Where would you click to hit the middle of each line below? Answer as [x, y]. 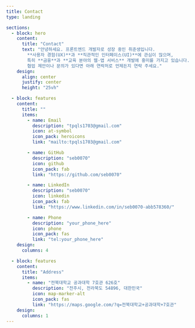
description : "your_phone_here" [72, 223]
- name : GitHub [46, 153]
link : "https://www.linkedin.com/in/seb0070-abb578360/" [103, 207]
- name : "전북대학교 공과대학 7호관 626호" [74, 283]
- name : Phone [44, 217]
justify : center [41, 82]
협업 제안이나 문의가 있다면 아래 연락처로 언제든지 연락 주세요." [95, 66]
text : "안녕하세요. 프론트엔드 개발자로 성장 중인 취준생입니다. [88, 50]
